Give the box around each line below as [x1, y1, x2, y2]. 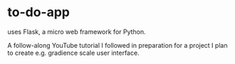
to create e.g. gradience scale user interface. [7, 49, 140, 57]
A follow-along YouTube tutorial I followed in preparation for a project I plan [7, 41, 228, 49]
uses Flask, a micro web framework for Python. [7, 27, 146, 36]
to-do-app [7, 4, 70, 20]
